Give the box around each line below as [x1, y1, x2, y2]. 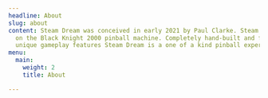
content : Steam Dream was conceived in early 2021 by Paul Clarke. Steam [8, 26, 259, 34]
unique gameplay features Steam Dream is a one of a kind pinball [15, 41, 241, 49]
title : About [22, 71, 66, 79]
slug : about [8, 19, 48, 27]
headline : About [8, 11, 62, 20]
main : [15, 57, 34, 65]
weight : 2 [22, 64, 56, 72]
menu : [8, 49, 26, 57]
